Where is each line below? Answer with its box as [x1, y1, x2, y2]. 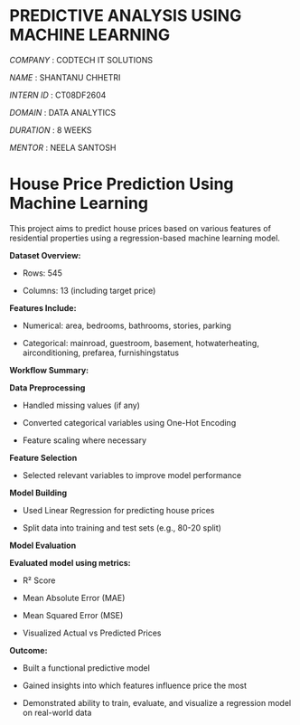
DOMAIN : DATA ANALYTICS [9, 107, 116, 118]
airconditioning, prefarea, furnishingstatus [22, 347, 180, 358]
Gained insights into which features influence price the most [22, 680, 247, 691]
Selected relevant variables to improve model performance [22, 469, 242, 480]
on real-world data [22, 707, 92, 718]
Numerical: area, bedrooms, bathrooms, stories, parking [22, 320, 232, 331]
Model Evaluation [9, 540, 77, 551]
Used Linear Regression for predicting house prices [22, 504, 215, 515]
